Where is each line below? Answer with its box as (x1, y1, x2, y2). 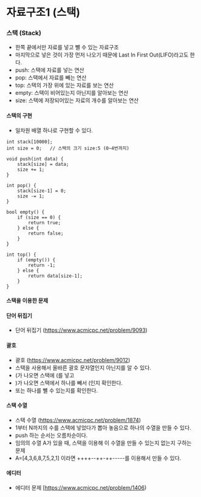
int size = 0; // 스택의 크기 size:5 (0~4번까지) (6, 145, 129, 151)
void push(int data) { (6, 156, 64, 162)
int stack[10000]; (6, 139, 53, 145)
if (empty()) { (17, 256, 56, 263)
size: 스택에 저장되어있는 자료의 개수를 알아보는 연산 (15, 97, 139, 104)
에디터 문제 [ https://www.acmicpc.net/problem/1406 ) (15, 484, 147, 492)
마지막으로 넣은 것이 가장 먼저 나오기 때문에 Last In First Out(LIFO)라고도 (15, 51, 189, 58)
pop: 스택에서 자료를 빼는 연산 (15, 74, 87, 81)
